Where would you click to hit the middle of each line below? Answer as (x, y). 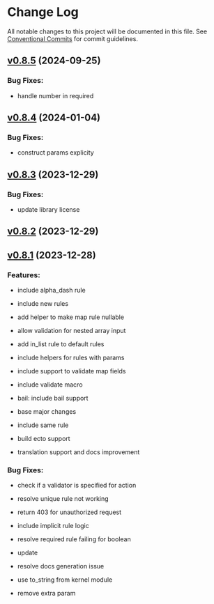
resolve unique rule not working (63, 499)
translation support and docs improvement (78, 452)
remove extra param (46, 594)
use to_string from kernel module (65, 580)
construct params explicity (55, 153)
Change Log (43, 12)
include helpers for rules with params (71, 358)
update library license (48, 209)
